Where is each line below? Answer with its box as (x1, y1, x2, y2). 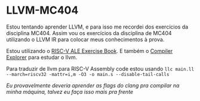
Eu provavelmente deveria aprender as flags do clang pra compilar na (6, 81, 180, 89)
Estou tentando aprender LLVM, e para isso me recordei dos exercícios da (6, 23, 189, 30)
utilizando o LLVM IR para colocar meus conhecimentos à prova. (6, 36, 165, 43)
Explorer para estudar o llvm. (6, 53, 78, 61)
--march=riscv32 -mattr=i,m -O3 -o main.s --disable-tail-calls (6, 71, 170, 77)
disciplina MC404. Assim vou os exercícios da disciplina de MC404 (6, 29, 172, 36)
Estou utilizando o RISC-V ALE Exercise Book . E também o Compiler (6, 47, 173, 54)
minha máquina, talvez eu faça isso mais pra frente (6, 88, 133, 95)
